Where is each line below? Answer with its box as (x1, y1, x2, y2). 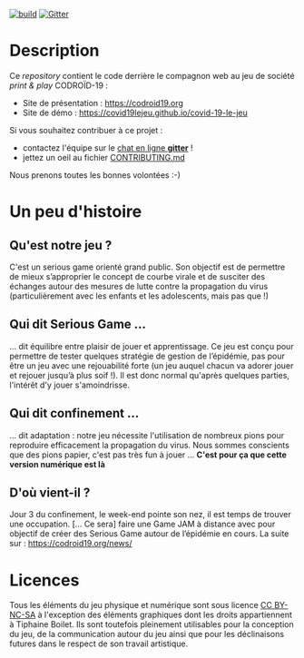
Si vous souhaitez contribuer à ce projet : (9, 124, 163, 135)
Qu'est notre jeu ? (9, 237, 113, 253)
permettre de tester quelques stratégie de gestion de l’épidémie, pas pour (9, 350, 286, 361)
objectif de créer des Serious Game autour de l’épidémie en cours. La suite (9, 528, 289, 539)
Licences (9, 570, 80, 590)
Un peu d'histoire (9, 201, 142, 222)
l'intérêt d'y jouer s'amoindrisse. (9, 379, 130, 390)
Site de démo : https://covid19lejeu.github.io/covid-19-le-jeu (22, 107, 248, 118)
